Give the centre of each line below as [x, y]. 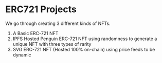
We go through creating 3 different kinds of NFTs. [58, 23]
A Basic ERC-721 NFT [35, 33]
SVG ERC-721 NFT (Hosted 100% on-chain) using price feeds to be [84, 49]
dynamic [22, 55]
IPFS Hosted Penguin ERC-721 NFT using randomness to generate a [85, 39]
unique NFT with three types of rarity [52, 44]
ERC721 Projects [41, 9]
